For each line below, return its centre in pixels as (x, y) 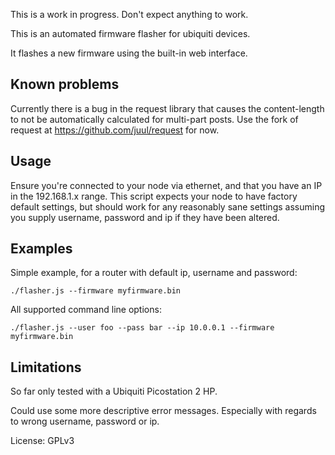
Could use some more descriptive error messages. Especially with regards (163, 411)
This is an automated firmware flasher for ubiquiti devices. (130, 33)
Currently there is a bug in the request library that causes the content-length (167, 108)
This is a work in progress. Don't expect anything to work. (129, 14)
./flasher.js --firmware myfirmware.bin (96, 291)
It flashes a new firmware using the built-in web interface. (129, 53)
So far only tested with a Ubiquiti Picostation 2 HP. (114, 391)
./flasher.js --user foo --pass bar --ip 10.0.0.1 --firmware (142, 328)
